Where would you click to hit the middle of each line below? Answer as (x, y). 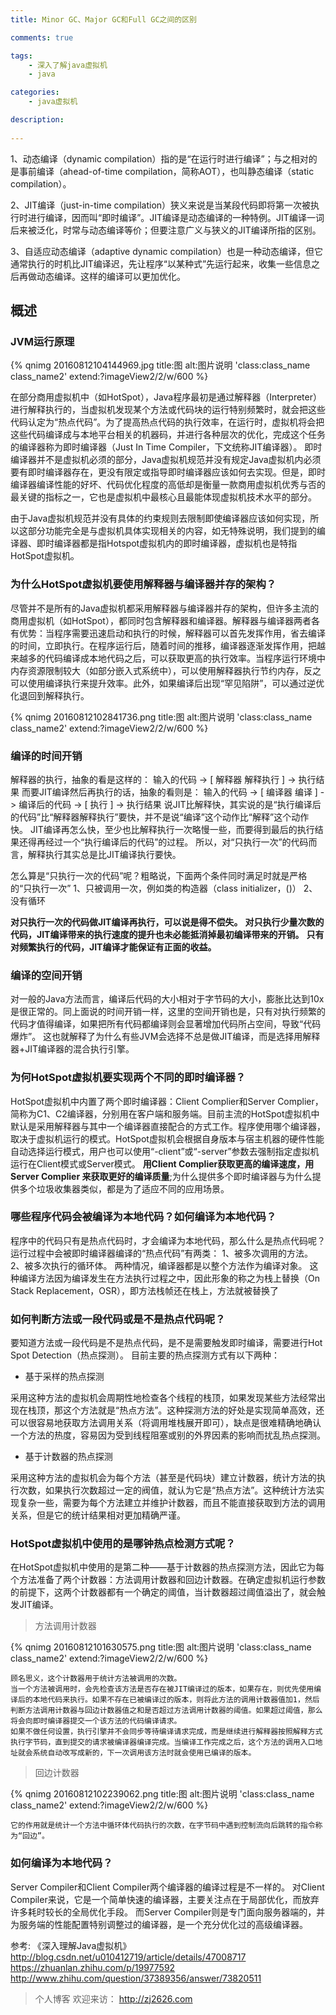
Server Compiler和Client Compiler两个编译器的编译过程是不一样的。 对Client (167, 1887)
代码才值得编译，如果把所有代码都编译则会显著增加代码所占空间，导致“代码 (166, 1024)
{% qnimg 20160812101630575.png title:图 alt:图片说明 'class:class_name (161, 1647)
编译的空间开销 (46, 975)
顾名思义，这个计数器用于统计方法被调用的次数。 (96, 1679)
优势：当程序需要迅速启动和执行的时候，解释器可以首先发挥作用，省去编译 (172, 633)
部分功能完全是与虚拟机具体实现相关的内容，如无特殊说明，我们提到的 (172, 531)
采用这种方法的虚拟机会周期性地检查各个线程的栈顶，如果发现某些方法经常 (163, 1398)
